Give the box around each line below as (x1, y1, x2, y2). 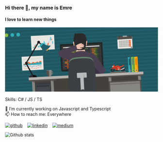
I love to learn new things (5, 16, 57, 22)
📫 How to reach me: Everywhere (5, 111, 72, 117)
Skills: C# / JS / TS (5, 96, 43, 102)
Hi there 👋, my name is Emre (5, 4, 72, 11)
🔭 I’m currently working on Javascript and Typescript (5, 106, 111, 111)
